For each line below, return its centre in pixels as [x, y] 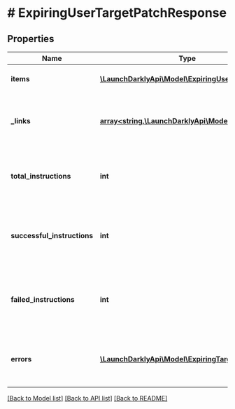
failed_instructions [43, 299]
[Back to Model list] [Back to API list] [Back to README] [87, 398]
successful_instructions [52, 236]
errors [21, 359]
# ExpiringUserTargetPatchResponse [117, 13]
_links [21, 121]
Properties [31, 39]
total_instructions [41, 176]
